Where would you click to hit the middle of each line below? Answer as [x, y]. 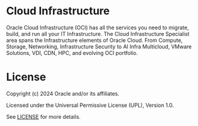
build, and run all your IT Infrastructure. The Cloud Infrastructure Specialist [98, 33]
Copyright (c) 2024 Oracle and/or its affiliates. [63, 93]
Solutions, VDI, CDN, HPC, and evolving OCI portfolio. [72, 53]
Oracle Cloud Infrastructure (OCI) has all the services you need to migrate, [98, 27]
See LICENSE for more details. [44, 116]
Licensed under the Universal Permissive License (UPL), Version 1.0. [90, 105]
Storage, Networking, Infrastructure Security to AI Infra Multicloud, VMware [99, 47]
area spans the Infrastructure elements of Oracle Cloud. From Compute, [95, 40]
